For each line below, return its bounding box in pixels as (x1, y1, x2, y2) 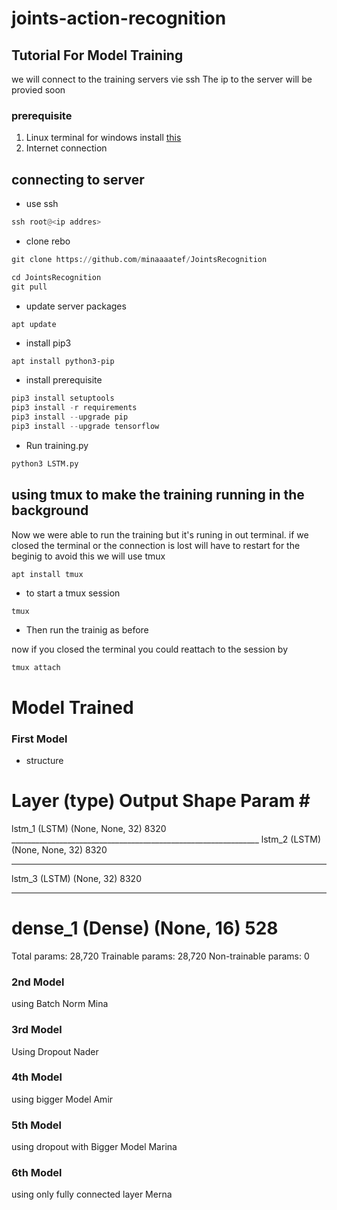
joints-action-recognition (11, 7, 227, 30)
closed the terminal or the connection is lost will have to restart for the (11, 539, 301, 551)
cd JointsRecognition (11, 272, 102, 282)
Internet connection (25, 142, 108, 154)
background (11, 502, 89, 519)
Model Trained (11, 696, 134, 719)
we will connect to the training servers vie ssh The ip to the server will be (11, 73, 313, 85)
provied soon (11, 84, 66, 96)
